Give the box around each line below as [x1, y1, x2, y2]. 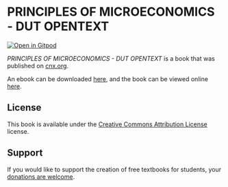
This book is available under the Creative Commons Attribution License [7, 120, 207, 128]
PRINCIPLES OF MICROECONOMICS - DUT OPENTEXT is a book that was [7, 54, 216, 62]
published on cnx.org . [7, 61, 69, 70]
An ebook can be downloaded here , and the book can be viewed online [7, 74, 209, 83]
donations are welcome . [7, 172, 75, 181]
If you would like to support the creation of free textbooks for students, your [7, 165, 221, 173]
